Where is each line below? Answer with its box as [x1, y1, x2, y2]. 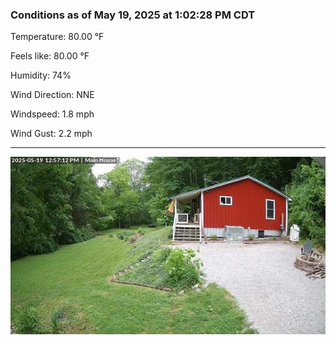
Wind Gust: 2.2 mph [10, 128, 93, 140]
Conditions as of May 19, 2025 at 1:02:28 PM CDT [10, 8, 256, 22]
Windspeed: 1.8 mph [10, 108, 95, 120]
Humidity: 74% [10, 69, 72, 82]
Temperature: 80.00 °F [10, 31, 105, 43]
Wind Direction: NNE [10, 89, 95, 101]
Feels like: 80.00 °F [10, 50, 90, 62]
